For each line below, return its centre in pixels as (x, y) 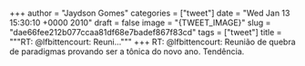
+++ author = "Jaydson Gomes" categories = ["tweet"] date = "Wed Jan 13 (150, 13)
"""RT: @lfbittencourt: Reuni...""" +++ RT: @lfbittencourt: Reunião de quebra (152, 42)
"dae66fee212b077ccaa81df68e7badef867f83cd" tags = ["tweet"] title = (146, 32)
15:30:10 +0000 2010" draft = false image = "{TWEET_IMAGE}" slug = (140, 23)
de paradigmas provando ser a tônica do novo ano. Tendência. (127, 52)
